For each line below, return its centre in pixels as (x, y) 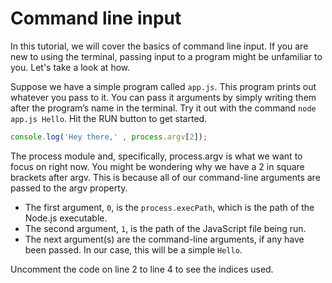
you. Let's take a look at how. (70, 67)
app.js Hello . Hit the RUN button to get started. (109, 118)
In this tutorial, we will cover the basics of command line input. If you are (159, 46)
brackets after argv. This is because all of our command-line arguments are (165, 177)
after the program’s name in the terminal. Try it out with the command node (163, 108)
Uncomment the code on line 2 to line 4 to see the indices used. (142, 269)
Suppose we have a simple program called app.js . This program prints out (163, 86)
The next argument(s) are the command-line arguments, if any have (164, 239)
